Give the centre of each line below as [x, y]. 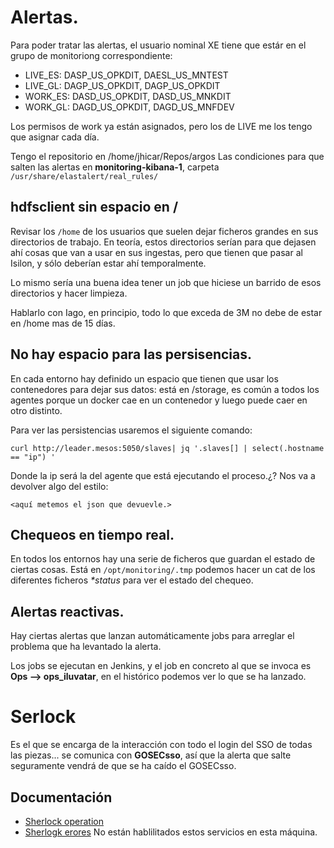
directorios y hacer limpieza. [69, 293]
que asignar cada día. [55, 137]
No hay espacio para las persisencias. [131, 354]
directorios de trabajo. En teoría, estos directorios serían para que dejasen [163, 242]
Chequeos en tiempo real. [92, 534]
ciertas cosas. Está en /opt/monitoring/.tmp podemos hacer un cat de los [163, 570]
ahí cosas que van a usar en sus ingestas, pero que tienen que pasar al [156, 252]
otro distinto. [36, 410]
